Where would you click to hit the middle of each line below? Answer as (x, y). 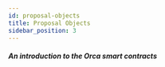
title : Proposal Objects (49, 23)
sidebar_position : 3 (43, 30)
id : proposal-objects (44, 16)
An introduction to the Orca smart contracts (83, 56)
